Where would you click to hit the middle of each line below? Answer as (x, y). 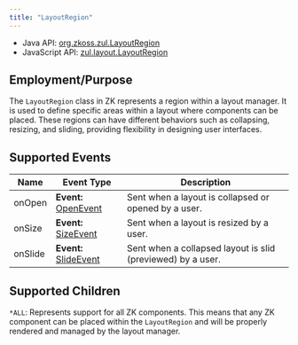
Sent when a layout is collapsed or (198, 198)
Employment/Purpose (71, 80)
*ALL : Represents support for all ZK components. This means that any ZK (142, 312)
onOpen (30, 203)
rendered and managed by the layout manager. (95, 331)
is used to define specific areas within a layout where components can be (144, 111)
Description (206, 183)
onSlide (30, 254)
